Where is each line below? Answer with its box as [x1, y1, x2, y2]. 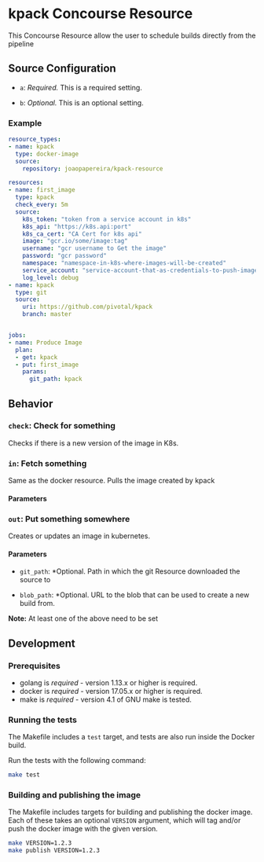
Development [8, 636, 76, 650]
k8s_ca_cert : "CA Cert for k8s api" [22, 229, 143, 238]
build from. [19, 599, 55, 608]
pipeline [8, 39, 34, 48]
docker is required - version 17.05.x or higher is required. [19, 686, 203, 695]
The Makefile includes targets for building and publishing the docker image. [8, 807, 253, 817]
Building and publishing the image [8, 790, 141, 801]
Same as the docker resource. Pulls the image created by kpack [8, 476, 215, 486]
